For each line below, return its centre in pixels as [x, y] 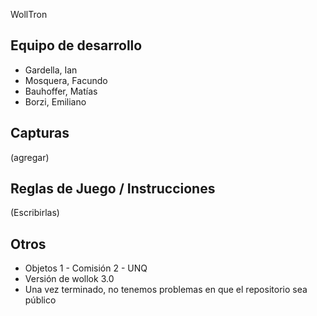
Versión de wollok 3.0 [69, 279]
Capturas [40, 133]
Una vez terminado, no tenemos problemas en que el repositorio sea [166, 290]
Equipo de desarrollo [76, 45]
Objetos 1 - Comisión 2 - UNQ [86, 268]
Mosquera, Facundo [66, 80]
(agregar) [30, 157]
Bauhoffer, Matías [61, 91]
